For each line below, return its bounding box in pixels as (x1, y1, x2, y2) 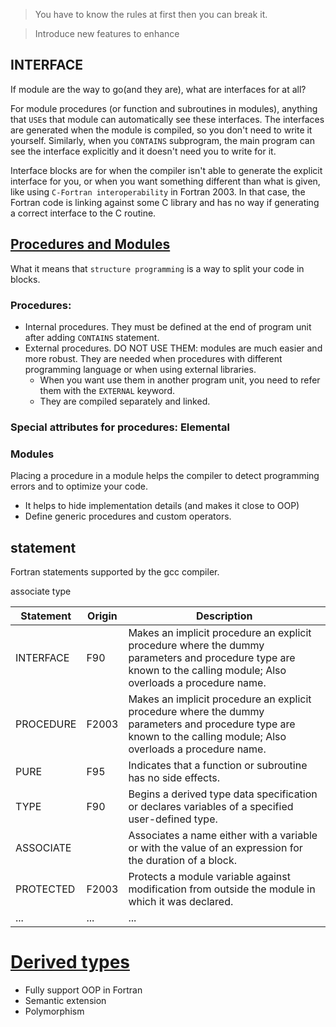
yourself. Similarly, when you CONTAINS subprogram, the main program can (10, 134, 315, 146)
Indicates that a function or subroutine (128, 758, 308, 772)
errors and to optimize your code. (10, 480, 148, 493)
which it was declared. (128, 894, 234, 908)
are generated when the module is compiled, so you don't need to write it (10, 124, 313, 136)
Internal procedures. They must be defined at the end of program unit (24, 320, 312, 333)
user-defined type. (128, 812, 218, 826)
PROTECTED (15, 882, 76, 896)
